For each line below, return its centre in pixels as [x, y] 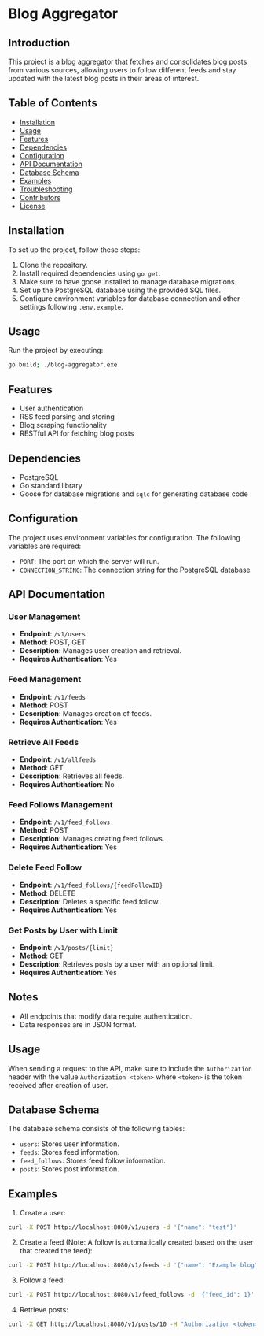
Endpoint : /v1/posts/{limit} [66, 947]
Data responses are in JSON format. [78, 1024]
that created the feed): [56, 1251]
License [32, 206]
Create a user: [42, 1213]
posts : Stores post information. [69, 1169]
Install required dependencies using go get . [90, 273]
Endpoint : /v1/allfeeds [58, 759]
